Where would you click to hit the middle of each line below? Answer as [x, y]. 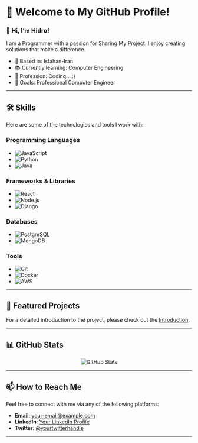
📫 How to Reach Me [44, 387]
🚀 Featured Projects [43, 305]
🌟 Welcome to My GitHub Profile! [88, 12]
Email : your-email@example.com [55, 415]
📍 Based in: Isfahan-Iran [44, 61]
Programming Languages [43, 140]
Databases [22, 221]
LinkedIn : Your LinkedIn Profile [52, 422]
